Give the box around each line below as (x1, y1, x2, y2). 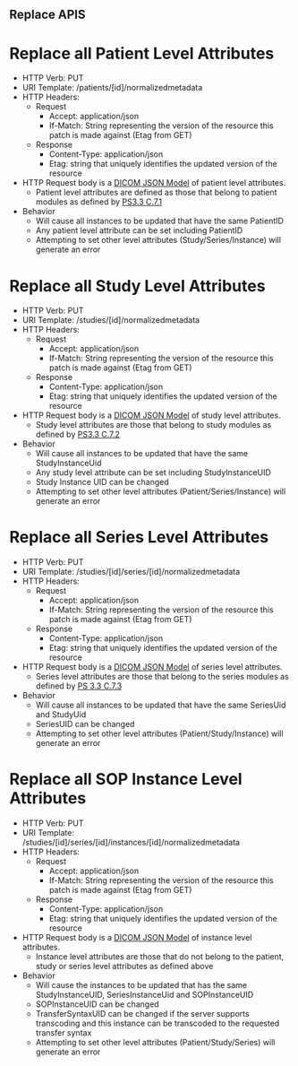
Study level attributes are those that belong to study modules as (35, 420, 272, 430)
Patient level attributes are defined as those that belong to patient (35, 187, 277, 198)
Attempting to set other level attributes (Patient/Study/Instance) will (35, 728, 284, 739)
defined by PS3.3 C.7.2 (35, 429, 121, 440)
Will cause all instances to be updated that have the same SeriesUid (35, 699, 286, 711)
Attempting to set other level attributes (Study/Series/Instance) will (35, 235, 282, 246)
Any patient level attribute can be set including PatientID (35, 225, 243, 236)
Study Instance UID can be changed (35, 477, 170, 488)
